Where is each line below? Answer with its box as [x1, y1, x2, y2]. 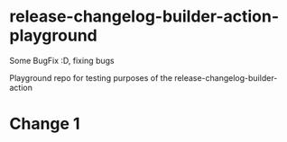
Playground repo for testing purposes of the [9, 72, 173, 83]
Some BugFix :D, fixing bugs [9, 55, 115, 66]
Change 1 [9, 114, 80, 134]
